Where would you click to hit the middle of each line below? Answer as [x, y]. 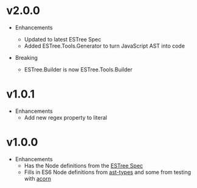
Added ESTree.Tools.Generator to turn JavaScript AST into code [105, 46]
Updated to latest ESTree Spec [63, 39]
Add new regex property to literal [66, 117]
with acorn [38, 178]
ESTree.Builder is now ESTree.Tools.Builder [78, 69]
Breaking [26, 57]
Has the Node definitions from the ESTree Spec [84, 165]
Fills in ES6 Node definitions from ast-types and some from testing [108, 172]
